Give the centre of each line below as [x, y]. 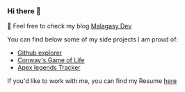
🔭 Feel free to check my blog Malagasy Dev [70, 26]
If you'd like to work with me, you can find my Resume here [92, 81]
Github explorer [40, 53]
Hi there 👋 [24, 11]
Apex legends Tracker [49, 68]
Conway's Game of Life [51, 60]
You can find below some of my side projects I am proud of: [93, 39]
